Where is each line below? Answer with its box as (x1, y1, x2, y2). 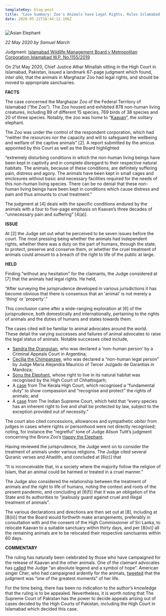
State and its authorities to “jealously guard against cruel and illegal (5, 494, 142, 500)
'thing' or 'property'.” (5, 296, 48, 302)
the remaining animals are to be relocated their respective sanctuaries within (5, 530, 161, 536)
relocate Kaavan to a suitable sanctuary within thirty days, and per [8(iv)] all (5, 525, 160, 531)
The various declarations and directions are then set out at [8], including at (5, 509, 157, 515)
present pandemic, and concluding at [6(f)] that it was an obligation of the (5, 489, 156, 495)
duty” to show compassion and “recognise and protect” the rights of (12, 388, 152, 394)
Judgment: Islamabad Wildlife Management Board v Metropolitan (5, 49, 137, 55)
